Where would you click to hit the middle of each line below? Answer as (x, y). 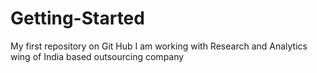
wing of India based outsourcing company (97, 56)
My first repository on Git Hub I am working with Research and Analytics (159, 46)
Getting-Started (77, 18)
